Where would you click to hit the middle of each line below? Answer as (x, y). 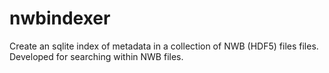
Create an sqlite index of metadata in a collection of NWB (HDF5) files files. (164, 46)
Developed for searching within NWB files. (96, 56)
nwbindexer (60, 18)
